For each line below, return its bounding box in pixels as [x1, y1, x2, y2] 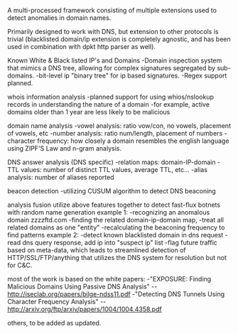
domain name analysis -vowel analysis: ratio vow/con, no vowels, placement [7, 122, 231, 130]
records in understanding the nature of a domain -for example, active [7, 100, 210, 109]
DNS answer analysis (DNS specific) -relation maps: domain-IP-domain [7, 158, 216, 166]
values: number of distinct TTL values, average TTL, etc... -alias [20, 166, 208, 173]
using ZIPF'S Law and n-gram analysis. [7, 144, 122, 152]
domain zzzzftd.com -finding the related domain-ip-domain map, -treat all [7, 216, 224, 224]
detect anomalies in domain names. [7, 14, 112, 22]
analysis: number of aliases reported [7, 173, 114, 181]
